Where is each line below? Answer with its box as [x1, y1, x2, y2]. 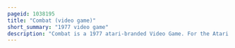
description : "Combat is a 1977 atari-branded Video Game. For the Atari [7, 30, 229, 37]
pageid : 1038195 [7, 10, 55, 18]
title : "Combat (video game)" [7, 17, 97, 24]
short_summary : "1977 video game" [7, 23, 109, 30]
